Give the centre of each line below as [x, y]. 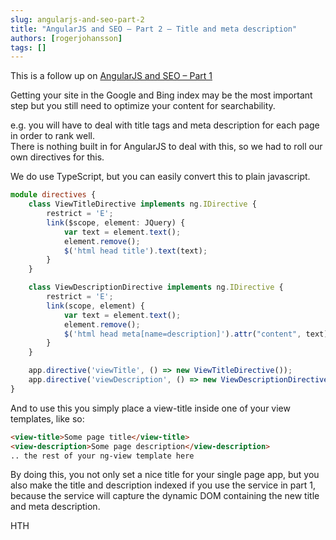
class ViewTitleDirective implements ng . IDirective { [142, 204]
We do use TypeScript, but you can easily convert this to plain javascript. [160, 177]
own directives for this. [57, 157]
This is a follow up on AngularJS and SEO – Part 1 [111, 76]
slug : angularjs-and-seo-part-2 [77, 19]
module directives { [53, 195]
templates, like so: [47, 418]
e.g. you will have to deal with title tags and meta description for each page [165, 125]
